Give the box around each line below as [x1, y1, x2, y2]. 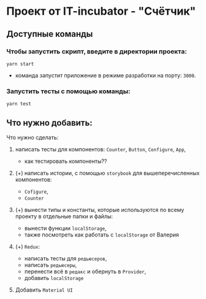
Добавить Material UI [15, 286, 74, 293]
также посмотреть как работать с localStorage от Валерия [24, 231, 180, 238]
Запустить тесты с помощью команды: [6, 87, 131, 96]
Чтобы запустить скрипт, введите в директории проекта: [6, 47, 187, 56]
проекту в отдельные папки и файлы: [15, 213, 113, 220]
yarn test [6, 101, 32, 107]
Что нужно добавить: [6, 118, 93, 128]
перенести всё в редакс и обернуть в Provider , [24, 268, 147, 275]
